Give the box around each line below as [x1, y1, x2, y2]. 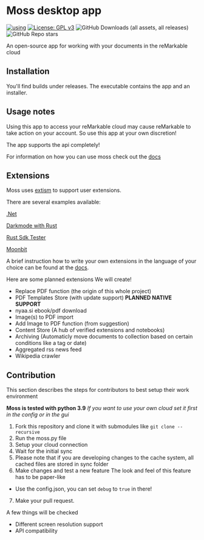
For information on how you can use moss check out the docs [6, 153, 161, 160]
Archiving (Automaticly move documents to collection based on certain [15, 333, 193, 340]
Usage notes [6, 107, 55, 117]
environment [6, 393, 38, 400]
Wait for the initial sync [15, 447, 73, 455]
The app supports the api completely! [6, 141, 100, 148]
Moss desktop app [6, 4, 102, 18]
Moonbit [6, 246, 27, 253]
